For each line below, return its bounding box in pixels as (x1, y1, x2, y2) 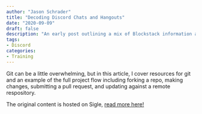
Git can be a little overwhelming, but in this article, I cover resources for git (6, 70, 191, 77)
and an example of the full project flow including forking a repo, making (6, 76, 183, 83)
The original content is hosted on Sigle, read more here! (6, 100, 144, 108)
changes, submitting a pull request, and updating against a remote (6, 82, 171, 90)
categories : (6, 48, 36, 54)
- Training (6, 53, 34, 59)
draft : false (6, 25, 39, 32)
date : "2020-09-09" (6, 20, 55, 26)
